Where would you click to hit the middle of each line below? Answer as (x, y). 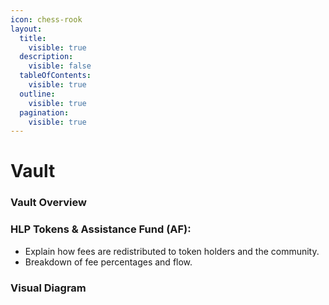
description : (46, 57)
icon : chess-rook (46, 19)
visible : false (60, 66)
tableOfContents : (55, 76)
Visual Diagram (48, 288)
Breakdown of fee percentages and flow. (108, 262)
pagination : (44, 112)
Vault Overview (48, 203)
